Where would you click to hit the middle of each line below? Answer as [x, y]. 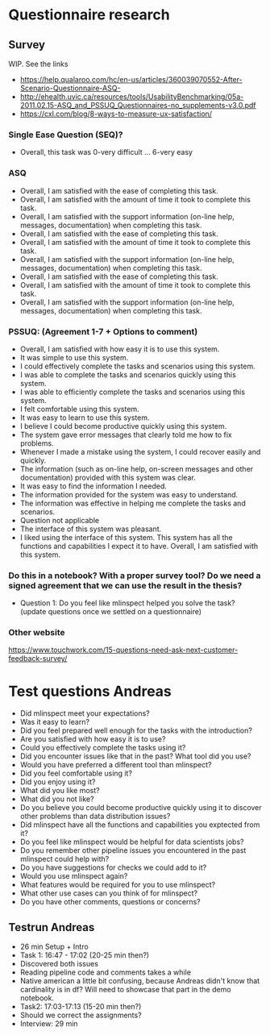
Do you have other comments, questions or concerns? [110, 902]
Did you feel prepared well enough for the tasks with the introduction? [136, 730]
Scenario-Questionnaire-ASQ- [70, 88]
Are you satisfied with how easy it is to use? [93, 739]
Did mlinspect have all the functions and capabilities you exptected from [140, 825]
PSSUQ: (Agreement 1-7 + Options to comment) [103, 331]
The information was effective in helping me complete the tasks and [133, 503]
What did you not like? [57, 799]
